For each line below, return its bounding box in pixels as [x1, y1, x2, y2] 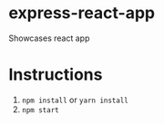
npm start [21, 105, 60, 115]
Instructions [8, 64, 103, 85]
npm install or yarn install [21, 94, 128, 105]
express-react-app [8, 3, 156, 24]
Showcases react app [8, 33, 90, 43]
